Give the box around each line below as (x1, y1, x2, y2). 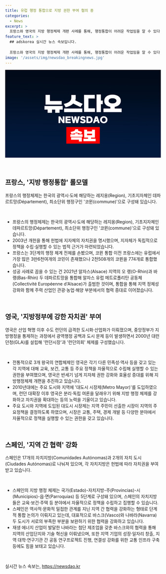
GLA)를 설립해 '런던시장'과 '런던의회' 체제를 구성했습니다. (14, 339, 125, 345)
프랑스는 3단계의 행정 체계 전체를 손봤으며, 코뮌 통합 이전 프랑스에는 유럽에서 (12, 250, 160, 256)
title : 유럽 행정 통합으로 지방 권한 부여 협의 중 (5, 8, 94, 13)
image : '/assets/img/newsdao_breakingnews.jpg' (5, 55, 105, 60)
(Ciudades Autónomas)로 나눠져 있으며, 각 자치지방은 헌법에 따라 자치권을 (5, 461, 150, 467)
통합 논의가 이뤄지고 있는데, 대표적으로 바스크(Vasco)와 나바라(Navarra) (17, 512, 157, 518)
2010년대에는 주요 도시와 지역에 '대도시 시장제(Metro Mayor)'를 (12, 384, 136, 390)
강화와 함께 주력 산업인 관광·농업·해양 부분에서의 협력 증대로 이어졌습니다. (12, 287, 154, 293)
